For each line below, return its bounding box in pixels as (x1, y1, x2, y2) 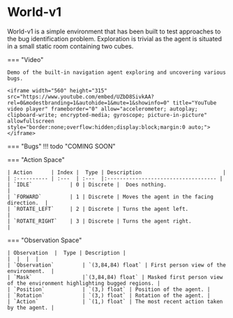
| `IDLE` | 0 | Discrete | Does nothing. (7, 181, 167, 188)
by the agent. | (7, 304, 54, 311)
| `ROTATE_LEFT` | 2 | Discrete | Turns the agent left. (7, 205, 189, 212)
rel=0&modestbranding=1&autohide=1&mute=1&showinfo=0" (7, 99, 170, 106)
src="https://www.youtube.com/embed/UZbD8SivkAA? (7, 93, 155, 100)
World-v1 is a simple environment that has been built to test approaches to (7, 27, 221, 35)
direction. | (7, 199, 49, 206)
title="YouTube (172, 99, 217, 106)
